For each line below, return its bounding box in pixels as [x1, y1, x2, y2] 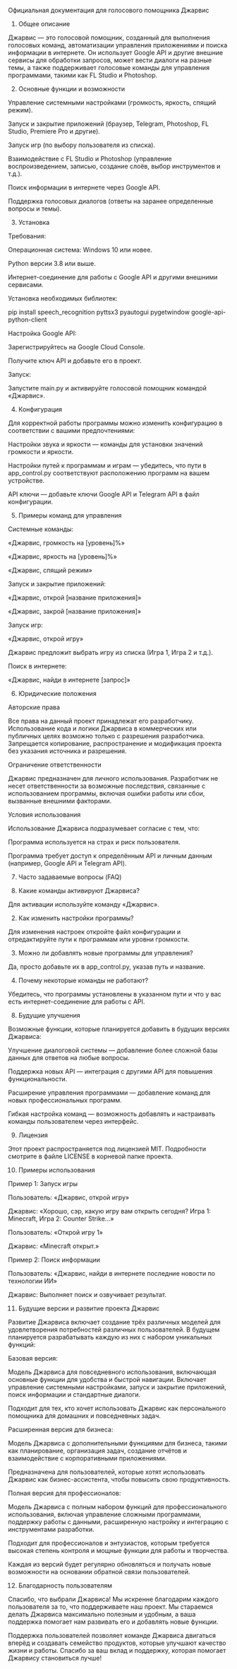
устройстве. [8, 477, 45, 484]
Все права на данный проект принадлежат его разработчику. [8, 717, 194, 725]
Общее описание [18, 20, 71, 28]
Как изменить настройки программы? [18, 914, 134, 922]
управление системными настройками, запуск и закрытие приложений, [8, 1383, 226, 1391]
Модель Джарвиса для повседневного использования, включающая [8, 1368, 217, 1376]
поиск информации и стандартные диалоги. [8, 1390, 141, 1399]
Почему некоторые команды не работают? [18, 976, 149, 984]
